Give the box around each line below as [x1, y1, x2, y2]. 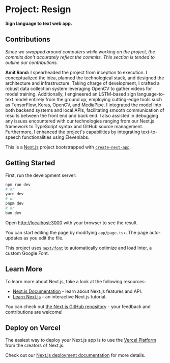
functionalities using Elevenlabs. [22, 134, 90, 140]
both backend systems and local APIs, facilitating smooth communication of [5, 107, 164, 113]
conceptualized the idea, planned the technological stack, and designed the [5, 75, 164, 81]
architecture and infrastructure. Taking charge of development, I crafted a [5, 80, 160, 86]
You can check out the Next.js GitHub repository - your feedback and [5, 304, 151, 310]
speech [5, 134, 21, 140]
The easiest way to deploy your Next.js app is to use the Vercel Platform [5, 337, 157, 343]
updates [5, 235, 23, 241]
